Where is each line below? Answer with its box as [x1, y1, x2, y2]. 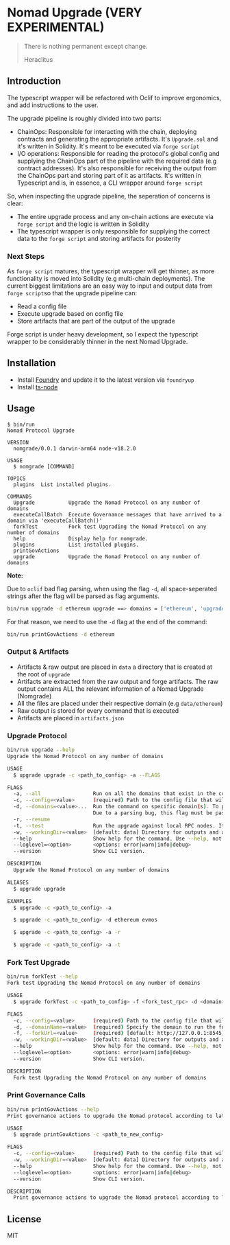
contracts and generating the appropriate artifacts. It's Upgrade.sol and [16, 135, 218, 143]
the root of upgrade [16, 670, 71, 678]
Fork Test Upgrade [7, 957, 71, 967]
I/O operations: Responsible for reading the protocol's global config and [16, 149, 220, 157]
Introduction [7, 76, 62, 87]
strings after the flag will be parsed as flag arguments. [7, 592, 159, 600]
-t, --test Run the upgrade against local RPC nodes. [13, 822, 216, 829]
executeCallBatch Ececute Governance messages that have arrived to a [13, 511, 222, 518]
